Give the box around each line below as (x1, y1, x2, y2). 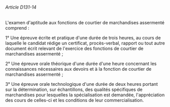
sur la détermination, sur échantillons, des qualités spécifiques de (5, 86, 143, 93)
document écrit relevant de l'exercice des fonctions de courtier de (5, 45, 144, 51)
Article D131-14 (5, 4, 37, 10)
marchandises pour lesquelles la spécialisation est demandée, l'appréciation (5, 92, 165, 98)
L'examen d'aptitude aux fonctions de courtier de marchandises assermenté (5, 20, 165, 26)
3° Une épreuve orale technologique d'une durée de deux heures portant (5, 81, 158, 87)
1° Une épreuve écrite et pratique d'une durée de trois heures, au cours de (5, 35, 161, 41)
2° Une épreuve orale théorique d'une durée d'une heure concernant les (5, 61, 157, 67)
